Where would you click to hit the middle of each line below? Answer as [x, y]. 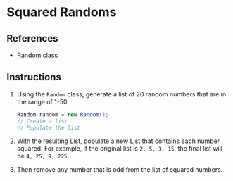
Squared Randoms [62, 12]
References [32, 38]
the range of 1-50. [43, 101]
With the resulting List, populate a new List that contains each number [118, 141]
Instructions [34, 77]
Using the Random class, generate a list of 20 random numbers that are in [121, 94]
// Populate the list [48, 127]
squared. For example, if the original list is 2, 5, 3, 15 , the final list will [120, 149]
